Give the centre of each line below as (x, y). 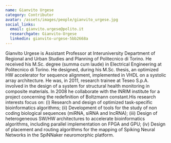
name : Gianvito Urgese (30, 10)
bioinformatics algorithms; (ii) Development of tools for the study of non (81, 108)
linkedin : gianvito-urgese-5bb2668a (49, 39)
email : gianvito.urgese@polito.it (47, 29)
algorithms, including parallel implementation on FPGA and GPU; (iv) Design (85, 124)
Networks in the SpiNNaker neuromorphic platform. (60, 135)
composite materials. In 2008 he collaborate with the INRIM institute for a (83, 91)
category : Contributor (30, 15)
